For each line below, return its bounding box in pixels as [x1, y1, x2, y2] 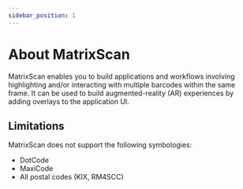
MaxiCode [19, 164, 54, 173]
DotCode [19, 155, 50, 165]
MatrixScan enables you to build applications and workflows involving [8, 72, 235, 81]
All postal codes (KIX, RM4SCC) [19, 172, 124, 182]
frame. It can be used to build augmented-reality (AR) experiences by [8, 88, 234, 98]
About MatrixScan [8, 45, 130, 63]
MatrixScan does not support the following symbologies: [8, 140, 193, 150]
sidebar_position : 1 [8, 11, 77, 20]
